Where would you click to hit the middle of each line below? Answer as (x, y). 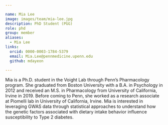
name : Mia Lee (20, 14)
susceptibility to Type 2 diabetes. (39, 117)
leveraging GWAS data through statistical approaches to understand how (80, 106)
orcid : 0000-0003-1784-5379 (39, 51)
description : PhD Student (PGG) (39, 24)
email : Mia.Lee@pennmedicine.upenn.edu (51, 56)
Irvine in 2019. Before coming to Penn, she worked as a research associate (82, 96)
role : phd (16, 28)
